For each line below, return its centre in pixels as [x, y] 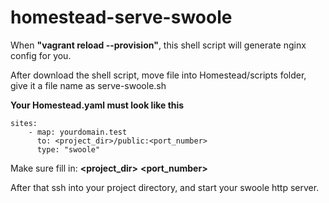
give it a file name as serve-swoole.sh [88, 85]
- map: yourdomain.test [78, 132]
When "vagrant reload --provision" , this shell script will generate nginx [158, 45]
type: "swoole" [68, 149]
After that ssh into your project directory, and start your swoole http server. [165, 187]
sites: [24, 123]
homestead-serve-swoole [121, 17]
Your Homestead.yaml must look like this [97, 105]
